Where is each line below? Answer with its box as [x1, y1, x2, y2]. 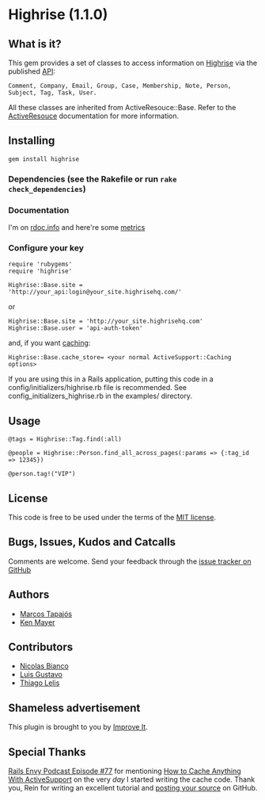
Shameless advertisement [8, 701, 141, 714]
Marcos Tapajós [19, 609, 73, 618]
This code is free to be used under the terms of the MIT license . [8, 512, 216, 522]
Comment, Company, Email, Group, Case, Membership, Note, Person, [8, 82, 232, 90]
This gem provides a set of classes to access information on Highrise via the [8, 58, 258, 67]
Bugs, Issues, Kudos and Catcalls [8, 535, 176, 549]
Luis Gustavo [19, 670, 63, 679]
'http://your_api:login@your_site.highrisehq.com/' [8, 288, 182, 297]
